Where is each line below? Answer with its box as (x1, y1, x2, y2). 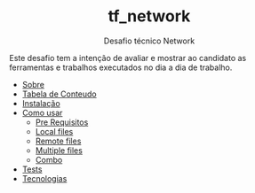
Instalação (21, 97, 60, 108)
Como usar (21, 107, 63, 118)
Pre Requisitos (35, 117, 89, 127)
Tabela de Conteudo (21, 89, 98, 99)
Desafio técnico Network (103, 35, 195, 46)
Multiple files (35, 144, 83, 156)
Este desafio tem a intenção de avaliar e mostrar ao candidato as (9, 52, 247, 63)
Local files (35, 126, 74, 136)
